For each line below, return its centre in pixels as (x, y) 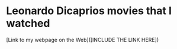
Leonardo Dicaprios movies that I (89, 11)
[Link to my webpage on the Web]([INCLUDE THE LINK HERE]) (82, 40)
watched (28, 23)
